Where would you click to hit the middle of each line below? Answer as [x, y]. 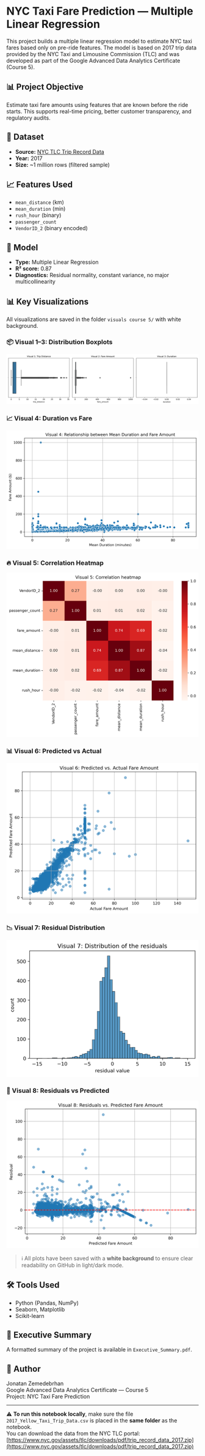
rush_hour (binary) [38, 216]
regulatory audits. [28, 118]
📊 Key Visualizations [48, 301]
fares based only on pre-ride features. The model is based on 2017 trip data [102, 48]
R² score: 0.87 [33, 269]
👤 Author [23, 1369]
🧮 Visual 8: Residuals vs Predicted [58, 1090]
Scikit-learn [30, 1316]
